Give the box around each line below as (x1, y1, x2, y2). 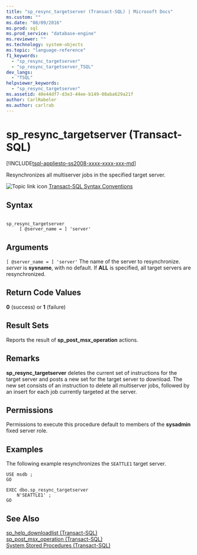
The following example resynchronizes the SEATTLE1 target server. (6, 460, 167, 467)
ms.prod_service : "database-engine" (6, 31, 96, 37)
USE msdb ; (6, 471, 33, 477)
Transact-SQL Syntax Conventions (48, 183, 133, 190)
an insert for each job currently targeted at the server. (6, 388, 137, 395)
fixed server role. (6, 427, 48, 434)
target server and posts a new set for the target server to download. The (6, 376, 183, 383)
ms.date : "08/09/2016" (6, 20, 62, 25)
